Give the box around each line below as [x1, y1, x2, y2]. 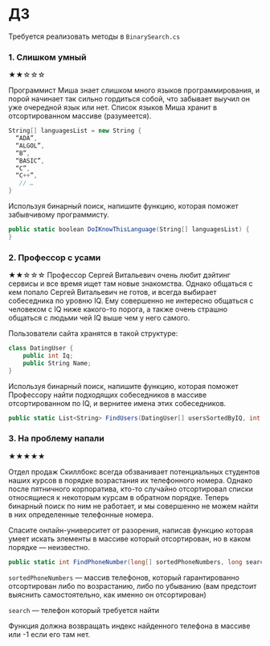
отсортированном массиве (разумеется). [8, 111, 152, 121]
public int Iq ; [22, 352, 74, 360]
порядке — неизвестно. [8, 542, 90, 552]
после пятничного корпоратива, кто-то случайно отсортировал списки [8, 484, 253, 494]
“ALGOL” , [15, 142, 45, 150]
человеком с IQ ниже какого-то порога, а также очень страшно [8, 304, 227, 314]
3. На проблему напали [8, 433, 104, 444]
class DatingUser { [8, 344, 74, 353]
